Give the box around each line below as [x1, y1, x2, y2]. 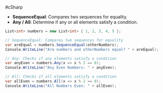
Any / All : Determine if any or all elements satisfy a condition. [12, 19, 138, 25]
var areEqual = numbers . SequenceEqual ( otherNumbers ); [5, 42, 119, 47]
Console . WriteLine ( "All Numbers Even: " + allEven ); [5, 83, 117, 89]
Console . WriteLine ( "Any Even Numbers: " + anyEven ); [5, 65, 117, 70]
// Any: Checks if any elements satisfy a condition [5, 56, 117, 61]
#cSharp [5, 4, 23, 10]
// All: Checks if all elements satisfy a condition [5, 74, 117, 79]
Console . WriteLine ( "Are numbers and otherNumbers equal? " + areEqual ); [5, 47, 159, 52]
